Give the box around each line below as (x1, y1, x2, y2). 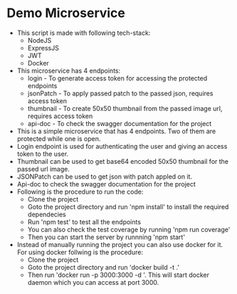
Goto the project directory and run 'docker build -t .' (27, 263, 179, 271)
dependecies (27, 210, 67, 219)
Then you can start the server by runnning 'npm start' (27, 233, 186, 241)
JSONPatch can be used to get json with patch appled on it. (16, 172, 193, 181)
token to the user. (16, 149, 69, 158)
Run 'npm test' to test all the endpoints (27, 217, 142, 226)
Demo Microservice (6, 5, 126, 21)
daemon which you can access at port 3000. (27, 278, 159, 286)
